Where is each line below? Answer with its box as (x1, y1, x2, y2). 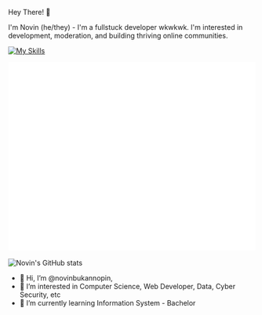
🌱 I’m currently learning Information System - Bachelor (19, 299, 196, 308)
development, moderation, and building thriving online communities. (8, 31, 228, 40)
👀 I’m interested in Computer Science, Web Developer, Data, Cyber (19, 282, 236, 291)
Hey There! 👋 (8, 8, 51, 16)
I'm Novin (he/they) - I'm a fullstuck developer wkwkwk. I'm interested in (8, 23, 243, 31)
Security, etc (19, 290, 61, 299)
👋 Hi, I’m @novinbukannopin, (19, 273, 114, 283)
